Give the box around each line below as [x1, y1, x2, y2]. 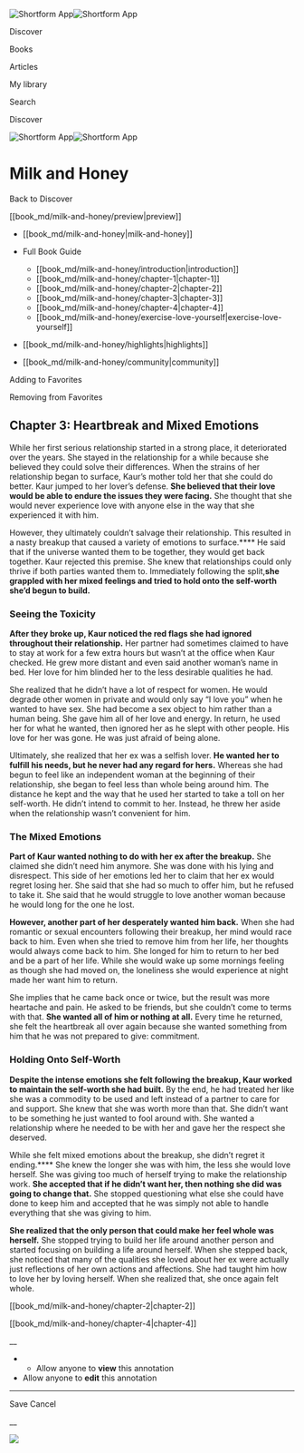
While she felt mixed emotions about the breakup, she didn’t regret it [9, 1149, 265, 1160]
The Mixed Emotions [9, 830, 102, 843]
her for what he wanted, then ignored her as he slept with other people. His [9, 723, 290, 734]
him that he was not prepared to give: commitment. [9, 1030, 201, 1042]
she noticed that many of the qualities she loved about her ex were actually [9, 1253, 290, 1264]
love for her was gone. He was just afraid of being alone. [9, 733, 221, 744]
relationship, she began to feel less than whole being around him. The [9, 779, 270, 790]
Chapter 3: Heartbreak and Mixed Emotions [9, 418, 260, 434]
